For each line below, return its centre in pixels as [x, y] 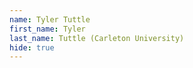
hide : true [32, 47]
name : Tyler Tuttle [50, 19]
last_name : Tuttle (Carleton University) [97, 38]
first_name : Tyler [47, 29]
